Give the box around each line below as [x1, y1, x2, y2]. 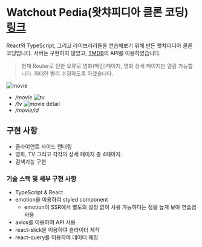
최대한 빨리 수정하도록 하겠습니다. [34, 70, 114, 77]
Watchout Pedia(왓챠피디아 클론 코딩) [6, 5, 189, 19]
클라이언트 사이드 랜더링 [15, 143, 73, 150]
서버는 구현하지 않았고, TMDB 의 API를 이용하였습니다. [33, 49, 161, 56]
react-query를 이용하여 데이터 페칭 [15, 234, 99, 241]
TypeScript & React [15, 189, 64, 196]
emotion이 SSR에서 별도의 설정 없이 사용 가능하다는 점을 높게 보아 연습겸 [24, 203, 197, 211]
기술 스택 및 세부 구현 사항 [6, 174, 77, 183]
